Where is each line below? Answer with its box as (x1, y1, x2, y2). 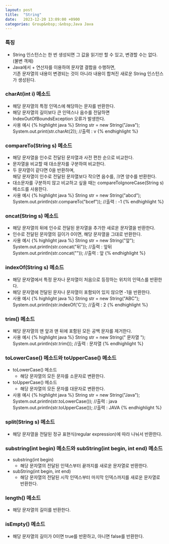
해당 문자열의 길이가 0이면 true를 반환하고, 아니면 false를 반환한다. (12, 533, 144, 539)
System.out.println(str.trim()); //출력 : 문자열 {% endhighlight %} (12, 341, 144, 347)
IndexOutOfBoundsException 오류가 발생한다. (12, 116, 105, 122)
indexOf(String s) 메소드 (5, 264, 64, 271)
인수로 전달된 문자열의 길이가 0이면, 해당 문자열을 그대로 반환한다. (12, 231, 142, 237)
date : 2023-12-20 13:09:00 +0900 (5, 17, 80, 22)
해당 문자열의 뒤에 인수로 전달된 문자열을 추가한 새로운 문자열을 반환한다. (12, 225, 155, 231)
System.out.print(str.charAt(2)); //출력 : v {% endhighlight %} (12, 128, 139, 134)
